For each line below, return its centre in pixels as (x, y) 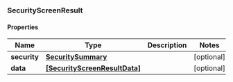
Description (167, 45)
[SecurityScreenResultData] (93, 68)
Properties (23, 27)
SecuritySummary (76, 57)
